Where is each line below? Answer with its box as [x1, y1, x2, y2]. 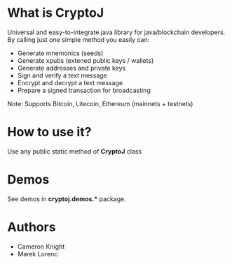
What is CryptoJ [7, 5, 104, 21]
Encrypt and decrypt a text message [17, 78, 123, 87]
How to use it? [7, 124, 92, 140]
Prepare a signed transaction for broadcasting [17, 86, 151, 94]
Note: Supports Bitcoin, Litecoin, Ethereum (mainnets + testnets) [7, 99, 193, 108]
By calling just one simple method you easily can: [7, 35, 150, 43]
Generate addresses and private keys [17, 64, 126, 72]
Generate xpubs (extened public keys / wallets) [17, 56, 154, 64]
